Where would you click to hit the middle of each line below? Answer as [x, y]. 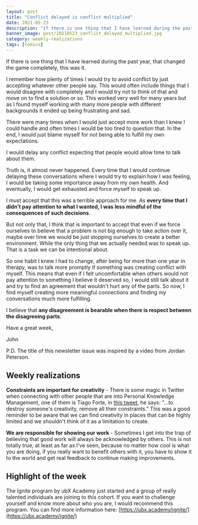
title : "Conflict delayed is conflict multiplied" [70, 17]
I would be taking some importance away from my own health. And [88, 182]
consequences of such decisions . [48, 213]
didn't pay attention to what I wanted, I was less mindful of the [84, 206]
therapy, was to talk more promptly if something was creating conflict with [96, 267]
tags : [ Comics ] [25, 45]
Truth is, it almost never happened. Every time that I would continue [88, 170]
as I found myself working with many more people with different [83, 104]
